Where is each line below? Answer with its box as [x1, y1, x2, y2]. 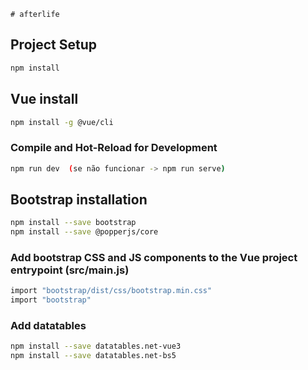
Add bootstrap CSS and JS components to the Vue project [10, 251, 298, 265]
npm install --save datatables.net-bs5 [10, 351, 177, 361]
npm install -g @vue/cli [10, 117, 114, 127]
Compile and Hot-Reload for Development [10, 141, 218, 155]
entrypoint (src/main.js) [10, 263, 130, 277]
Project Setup [10, 36, 98, 54]
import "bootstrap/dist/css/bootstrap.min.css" [10, 286, 213, 296]
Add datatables [10, 319, 87, 333]
